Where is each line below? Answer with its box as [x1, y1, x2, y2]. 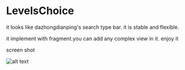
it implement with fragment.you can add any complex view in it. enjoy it [6, 35, 179, 42]
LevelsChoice [6, 4, 75, 18]
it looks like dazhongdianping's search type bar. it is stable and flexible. [6, 24, 180, 31]
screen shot [6, 46, 35, 54]
